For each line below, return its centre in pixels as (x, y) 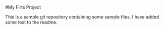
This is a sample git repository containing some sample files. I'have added (82, 17)
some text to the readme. (31, 22)
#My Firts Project (23, 7)
